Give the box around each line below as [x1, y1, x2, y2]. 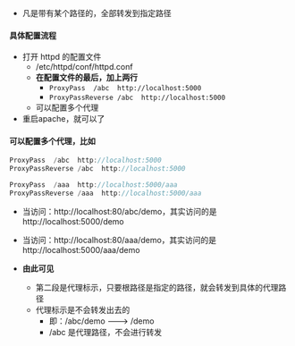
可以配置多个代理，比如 [9, 135, 96, 146]
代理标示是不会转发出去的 [35, 304, 131, 315]
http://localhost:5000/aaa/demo [21, 244, 140, 255]
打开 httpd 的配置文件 [21, 52, 102, 63]
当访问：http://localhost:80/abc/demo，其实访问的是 [21, 206, 217, 216]
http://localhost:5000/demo [21, 215, 125, 226]
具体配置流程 [9, 30, 56, 40]
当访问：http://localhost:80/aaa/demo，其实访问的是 [21, 234, 217, 245]
